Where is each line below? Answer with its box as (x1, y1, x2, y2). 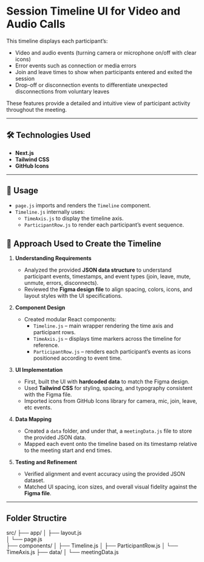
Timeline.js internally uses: (15, 208, 85, 215)
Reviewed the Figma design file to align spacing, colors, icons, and (24, 286, 192, 293)
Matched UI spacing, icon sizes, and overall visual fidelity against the (24, 483, 197, 490)
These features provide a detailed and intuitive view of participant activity (6, 99, 191, 107)
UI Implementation (15, 366, 63, 374)
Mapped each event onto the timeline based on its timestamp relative (24, 440, 197, 448)
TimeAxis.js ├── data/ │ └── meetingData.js (6, 549, 119, 556)
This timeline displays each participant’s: (6, 37, 108, 44)
